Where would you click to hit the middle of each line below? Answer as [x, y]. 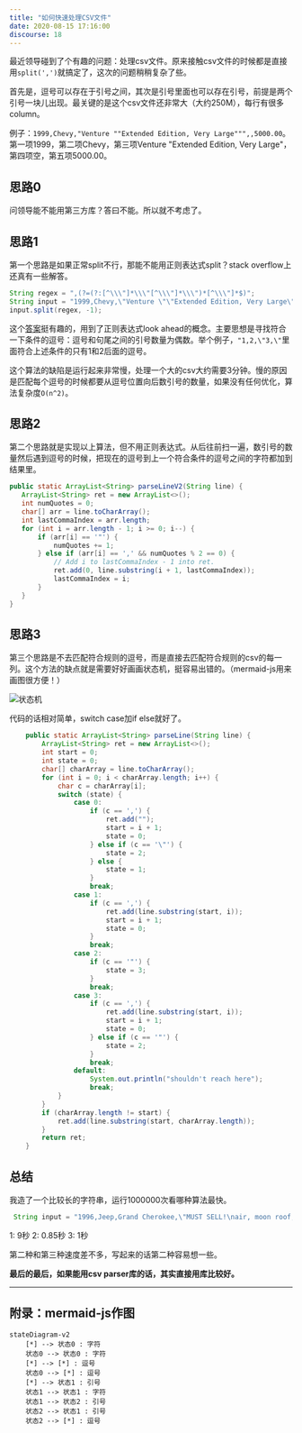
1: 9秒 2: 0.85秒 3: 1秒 [49, 1235]
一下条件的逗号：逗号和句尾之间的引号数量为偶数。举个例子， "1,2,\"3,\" [146, 340]
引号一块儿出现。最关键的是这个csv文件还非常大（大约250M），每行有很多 [147, 103]
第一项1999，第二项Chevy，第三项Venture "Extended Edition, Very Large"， [151, 144]
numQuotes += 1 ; [84, 545]
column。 [27, 114]
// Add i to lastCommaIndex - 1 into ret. [134, 562]
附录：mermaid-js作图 [72, 1314]
